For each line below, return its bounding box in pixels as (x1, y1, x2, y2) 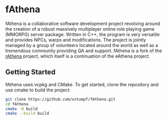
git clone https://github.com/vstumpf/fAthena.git (5, 97, 116, 102)
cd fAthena (5, 101, 29, 107)
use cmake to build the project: (5, 87, 71, 93)
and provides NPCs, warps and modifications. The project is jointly (5, 37, 146, 43)
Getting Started (5, 68, 56, 77)
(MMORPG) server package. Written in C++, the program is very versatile (5, 31, 160, 37)
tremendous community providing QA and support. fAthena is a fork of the (5, 47, 162, 54)
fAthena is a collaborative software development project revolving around (5, 20, 160, 27)
